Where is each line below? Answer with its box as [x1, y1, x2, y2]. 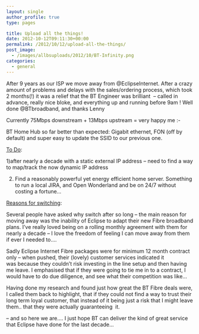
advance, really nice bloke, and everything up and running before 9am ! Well [6, 98, 193, 106]
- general [11, 63, 36, 69]
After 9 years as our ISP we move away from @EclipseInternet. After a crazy [6, 79, 193, 87]
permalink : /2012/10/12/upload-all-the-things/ [6, 42, 127, 47]
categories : [6, 58, 36, 64]
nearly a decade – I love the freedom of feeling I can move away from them [6, 230, 190, 237]
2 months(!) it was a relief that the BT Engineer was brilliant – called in [6, 93, 178, 100]
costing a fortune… [14, 187, 62, 195]
